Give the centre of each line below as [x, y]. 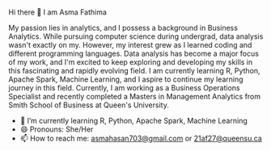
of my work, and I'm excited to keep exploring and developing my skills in [131, 62]
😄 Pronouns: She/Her [57, 129]
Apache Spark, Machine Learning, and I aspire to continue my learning [126, 79]
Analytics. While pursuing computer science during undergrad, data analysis [136, 36]
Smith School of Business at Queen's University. [89, 105]
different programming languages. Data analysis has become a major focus [133, 53]
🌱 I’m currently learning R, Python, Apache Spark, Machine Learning [134, 120]
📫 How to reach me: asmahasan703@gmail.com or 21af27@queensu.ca [141, 138]
